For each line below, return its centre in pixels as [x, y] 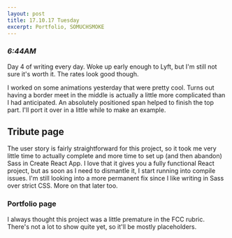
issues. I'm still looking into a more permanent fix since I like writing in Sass [116, 178]
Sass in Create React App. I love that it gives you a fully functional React [111, 163]
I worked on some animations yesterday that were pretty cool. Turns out [111, 87]
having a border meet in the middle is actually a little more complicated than [116, 94]
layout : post [26, 14]
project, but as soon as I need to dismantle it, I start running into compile [111, 171]
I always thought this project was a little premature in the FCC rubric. [106, 219]
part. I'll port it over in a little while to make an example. [87, 110]
